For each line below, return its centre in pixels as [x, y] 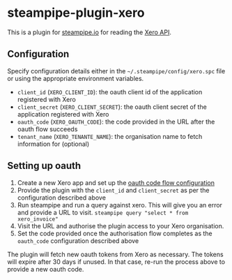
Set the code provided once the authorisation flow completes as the [115, 233]
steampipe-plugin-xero [76, 13]
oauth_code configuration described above [78, 241]
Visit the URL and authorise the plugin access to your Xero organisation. [121, 226]
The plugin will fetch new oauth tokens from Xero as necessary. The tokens [116, 254]
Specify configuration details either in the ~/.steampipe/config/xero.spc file [116, 71]
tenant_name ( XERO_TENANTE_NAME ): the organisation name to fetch [110, 136]
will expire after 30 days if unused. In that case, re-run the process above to [116, 261]
